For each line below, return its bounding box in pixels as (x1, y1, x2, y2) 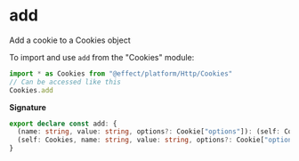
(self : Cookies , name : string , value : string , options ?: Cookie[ (17, 135, 265, 145)
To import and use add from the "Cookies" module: (9, 52, 195, 62)
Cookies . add (9, 85, 53, 94)
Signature (9, 101, 47, 112)
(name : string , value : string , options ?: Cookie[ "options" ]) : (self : (17, 127, 280, 136)
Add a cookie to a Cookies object (9, 35, 131, 45)
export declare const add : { (9, 119, 117, 128)
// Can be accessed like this (9, 77, 122, 86)
